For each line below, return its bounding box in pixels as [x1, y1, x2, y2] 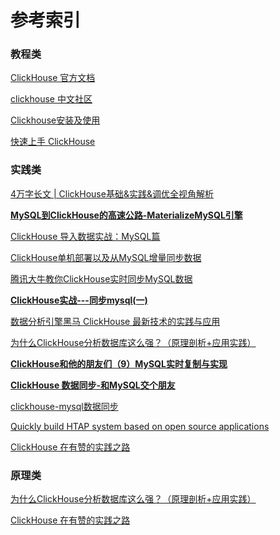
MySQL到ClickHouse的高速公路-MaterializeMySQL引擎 [10, 209, 243, 221]
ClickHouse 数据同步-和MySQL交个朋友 [10, 379, 176, 391]
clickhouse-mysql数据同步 [10, 400, 119, 412]
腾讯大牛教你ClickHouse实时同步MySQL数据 [10, 272, 193, 285]
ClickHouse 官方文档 [10, 72, 96, 84]
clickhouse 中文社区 [10, 93, 93, 105]
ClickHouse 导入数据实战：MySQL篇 [10, 230, 161, 242]
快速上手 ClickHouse [10, 136, 96, 148]
